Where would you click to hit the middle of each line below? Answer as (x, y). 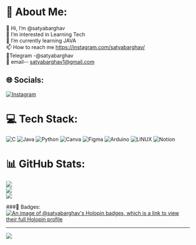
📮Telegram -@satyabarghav (40, 56)
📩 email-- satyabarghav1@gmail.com (50, 61)
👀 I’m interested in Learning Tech (46, 34)
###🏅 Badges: (23, 206)
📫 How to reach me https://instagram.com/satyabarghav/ (76, 47)
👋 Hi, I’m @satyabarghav (36, 28)
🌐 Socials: (25, 80)
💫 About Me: (37, 12)
